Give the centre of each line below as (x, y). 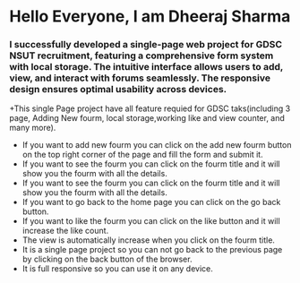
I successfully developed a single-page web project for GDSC (146, 45)
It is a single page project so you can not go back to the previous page (152, 250)
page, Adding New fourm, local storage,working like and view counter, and (147, 118)
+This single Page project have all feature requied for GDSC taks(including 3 (150, 108)
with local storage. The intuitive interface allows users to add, (146, 67)
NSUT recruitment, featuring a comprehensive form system (141, 56)
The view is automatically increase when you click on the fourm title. (149, 240)
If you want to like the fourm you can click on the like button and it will (151, 221)
